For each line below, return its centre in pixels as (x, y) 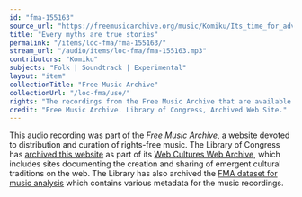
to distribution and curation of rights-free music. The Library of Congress (145, 145)
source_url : (31, 26)
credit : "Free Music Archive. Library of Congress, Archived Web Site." (148, 110)
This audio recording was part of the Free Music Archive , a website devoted (150, 135)
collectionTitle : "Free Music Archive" (84, 85)
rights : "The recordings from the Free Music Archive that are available (151, 101)
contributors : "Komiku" (54, 59)
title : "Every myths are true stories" (84, 34)
